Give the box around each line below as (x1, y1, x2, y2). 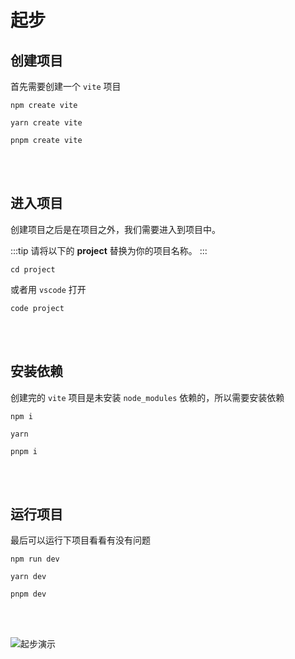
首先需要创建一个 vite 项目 (10, 81, 122, 92)
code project (10, 303, 65, 313)
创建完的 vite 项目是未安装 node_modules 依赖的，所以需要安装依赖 (10, 391, 285, 403)
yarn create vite (10, 118, 83, 128)
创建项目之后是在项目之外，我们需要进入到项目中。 (10, 223, 221, 235)
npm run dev (10, 554, 60, 565)
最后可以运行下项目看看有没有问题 (10, 534, 151, 546)
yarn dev (10, 572, 47, 582)
